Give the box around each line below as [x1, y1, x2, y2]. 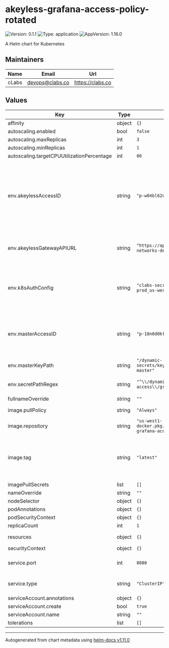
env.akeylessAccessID [8, 192, 61, 199]
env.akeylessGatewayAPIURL [8, 244, 77, 251]
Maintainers [5, 56, 44, 64]
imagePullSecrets [8, 481, 49, 488]
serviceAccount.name [8, 611, 59, 618]
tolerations [8, 619, 33, 626]
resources [8, 533, 32, 541]
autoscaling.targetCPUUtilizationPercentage [8, 152, 112, 159]
